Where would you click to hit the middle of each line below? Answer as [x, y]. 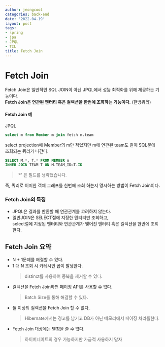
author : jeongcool [24, 10]
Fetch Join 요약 [28, 247]
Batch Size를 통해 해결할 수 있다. [56, 298]
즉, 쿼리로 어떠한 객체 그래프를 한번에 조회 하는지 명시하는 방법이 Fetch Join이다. [82, 185]
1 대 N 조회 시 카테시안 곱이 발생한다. [47, 266]
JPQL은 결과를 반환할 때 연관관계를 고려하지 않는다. [62, 211]
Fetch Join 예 [18, 115]
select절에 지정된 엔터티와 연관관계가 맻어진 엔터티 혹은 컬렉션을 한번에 [81, 223]
